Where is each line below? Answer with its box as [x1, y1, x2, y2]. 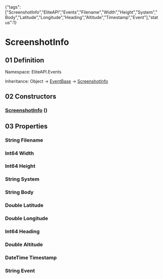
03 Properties [5, 122, 48, 130]
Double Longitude [5, 215, 48, 222]
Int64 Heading [5, 228, 40, 235]
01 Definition [5, 56, 45, 64]
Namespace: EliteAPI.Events [5, 69, 62, 74]
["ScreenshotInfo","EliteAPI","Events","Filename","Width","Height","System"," [5, 9, 158, 15]
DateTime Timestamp [5, 254, 57, 261]
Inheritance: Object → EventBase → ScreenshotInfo [5, 78, 109, 84]
